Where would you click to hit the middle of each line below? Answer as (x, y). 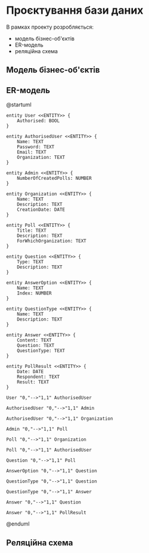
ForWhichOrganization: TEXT (52, 241)
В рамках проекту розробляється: (50, 27)
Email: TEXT (32, 152)
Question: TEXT (36, 346)
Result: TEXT (33, 382)
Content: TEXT (34, 340)
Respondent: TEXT (38, 377)
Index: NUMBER (34, 293)
